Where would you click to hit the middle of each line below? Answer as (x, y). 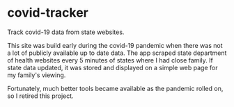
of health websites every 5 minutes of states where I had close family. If (110, 60)
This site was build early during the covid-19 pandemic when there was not (115, 45)
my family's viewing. (37, 75)
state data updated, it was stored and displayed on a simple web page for (112, 67)
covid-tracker (48, 13)
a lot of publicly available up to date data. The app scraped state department (117, 53)
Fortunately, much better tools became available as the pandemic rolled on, (115, 88)
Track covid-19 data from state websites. (66, 32)
